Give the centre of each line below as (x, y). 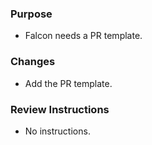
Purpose (31, 14)
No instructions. (57, 131)
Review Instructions (60, 109)
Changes (33, 62)
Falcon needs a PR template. (83, 36)
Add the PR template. (68, 83)
